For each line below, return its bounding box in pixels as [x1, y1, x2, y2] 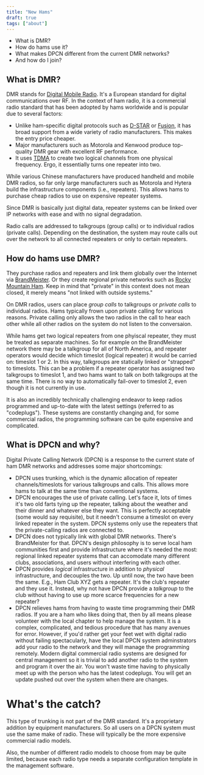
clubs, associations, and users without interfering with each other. [15, 558, 181, 566]
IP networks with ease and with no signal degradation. [6, 210, 142, 218]
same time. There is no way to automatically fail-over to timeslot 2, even [6, 377, 187, 385]
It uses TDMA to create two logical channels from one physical [15, 154, 173, 162]
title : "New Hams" [6, 9, 53, 15]
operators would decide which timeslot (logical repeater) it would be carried [6, 352, 197, 358]
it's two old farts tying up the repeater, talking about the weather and [15, 500, 188, 508]
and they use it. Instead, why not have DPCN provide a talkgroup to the [15, 585, 194, 592]
